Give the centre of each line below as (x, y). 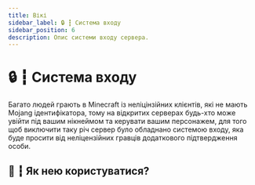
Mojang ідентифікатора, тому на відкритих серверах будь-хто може (122, 113)
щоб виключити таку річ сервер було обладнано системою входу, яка (126, 129)
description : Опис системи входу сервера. (78, 37)
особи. (20, 147)
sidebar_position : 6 (42, 30)
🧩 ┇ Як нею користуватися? (79, 170)
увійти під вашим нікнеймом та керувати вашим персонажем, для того (127, 122)
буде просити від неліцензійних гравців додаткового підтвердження (123, 138)
